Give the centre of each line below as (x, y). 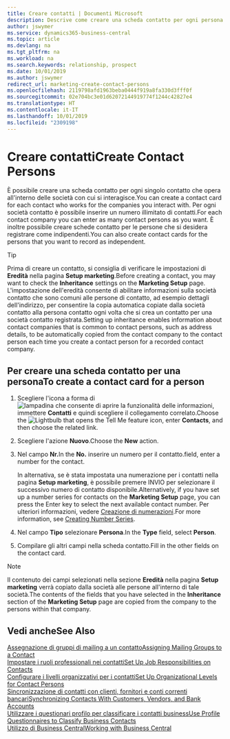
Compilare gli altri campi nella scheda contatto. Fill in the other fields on (118, 546)
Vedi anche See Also (51, 631)
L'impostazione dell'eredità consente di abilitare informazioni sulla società (112, 290)
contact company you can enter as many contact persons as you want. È (111, 220)
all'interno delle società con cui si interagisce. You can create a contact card (115, 198)
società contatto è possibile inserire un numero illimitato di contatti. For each (115, 213)
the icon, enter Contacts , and (120, 420)
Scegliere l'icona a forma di (56, 398)
